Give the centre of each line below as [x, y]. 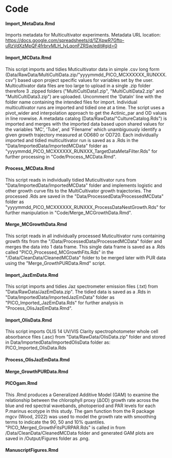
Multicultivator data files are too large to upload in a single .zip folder [78, 85]
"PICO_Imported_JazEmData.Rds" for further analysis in [64, 303]
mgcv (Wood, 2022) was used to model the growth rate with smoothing [81, 416]
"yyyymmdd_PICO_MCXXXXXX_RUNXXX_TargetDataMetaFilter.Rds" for [81, 151]
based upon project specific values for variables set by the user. [86, 80]
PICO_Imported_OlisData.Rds [36, 348]
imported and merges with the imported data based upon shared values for [85, 124]
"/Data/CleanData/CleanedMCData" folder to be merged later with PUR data [85, 258]
